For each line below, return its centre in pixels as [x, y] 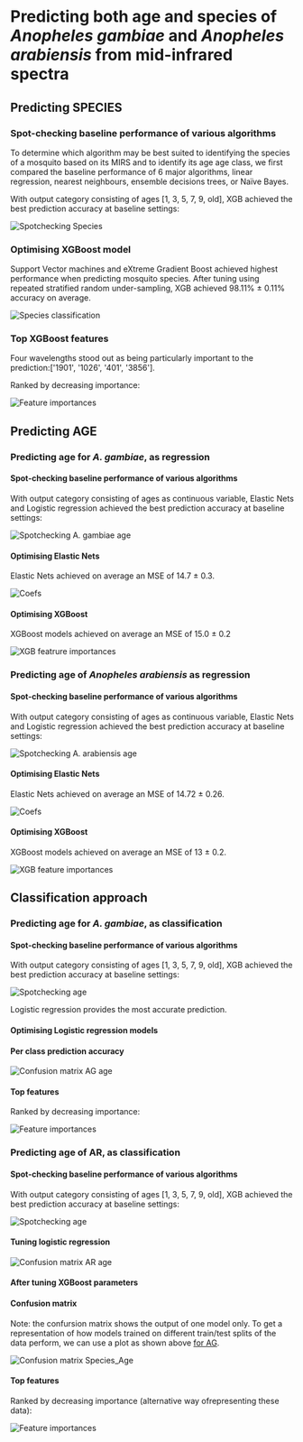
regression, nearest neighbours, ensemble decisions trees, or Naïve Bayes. [150, 181]
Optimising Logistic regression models [84, 1031]
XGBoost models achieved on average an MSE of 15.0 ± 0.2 [120, 634]
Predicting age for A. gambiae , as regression [110, 457]
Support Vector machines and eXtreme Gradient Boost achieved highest [144, 269]
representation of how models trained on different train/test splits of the [143, 1333]
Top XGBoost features [60, 338]
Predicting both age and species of [144, 17]
